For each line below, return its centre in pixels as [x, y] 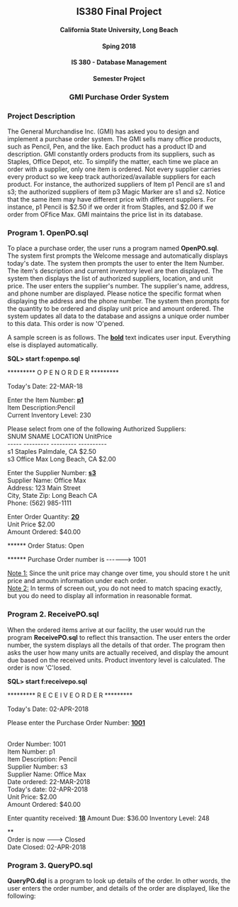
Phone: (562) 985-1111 [40, 503]
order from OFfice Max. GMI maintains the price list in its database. [105, 214]
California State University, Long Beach [119, 29]
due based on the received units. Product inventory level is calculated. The [116, 660]
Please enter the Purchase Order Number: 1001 [76, 722]
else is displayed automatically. [53, 345]
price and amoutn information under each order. [78, 581]
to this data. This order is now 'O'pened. [66, 324]
